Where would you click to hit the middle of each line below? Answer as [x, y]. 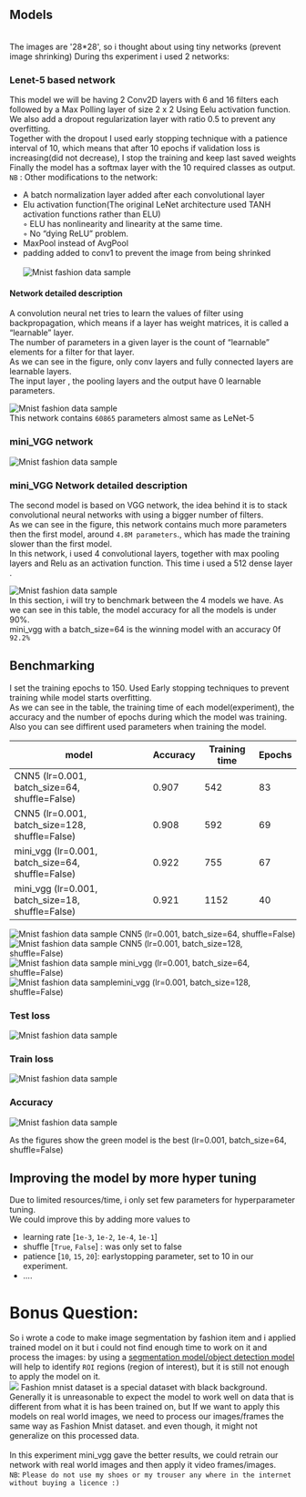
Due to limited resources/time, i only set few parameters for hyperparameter [153, 1200]
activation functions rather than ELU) [92, 214]
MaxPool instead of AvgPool [76, 243]
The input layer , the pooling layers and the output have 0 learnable [135, 381]
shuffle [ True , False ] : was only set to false [102, 1246]
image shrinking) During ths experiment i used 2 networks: [119, 56]
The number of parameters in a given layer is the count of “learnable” [140, 343]
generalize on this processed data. [74, 1436]
